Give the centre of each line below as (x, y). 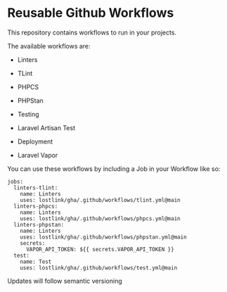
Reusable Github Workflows (91, 13)
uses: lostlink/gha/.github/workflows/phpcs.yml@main (100, 218)
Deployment (35, 141)
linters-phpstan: (39, 224)
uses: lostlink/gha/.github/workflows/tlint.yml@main (100, 200)
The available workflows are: (49, 46)
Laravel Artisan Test (46, 127)
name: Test (36, 262)
